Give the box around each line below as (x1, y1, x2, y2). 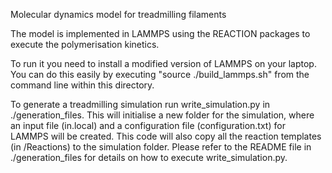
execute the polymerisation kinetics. (10, 39, 160, 50)
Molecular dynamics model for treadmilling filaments (10, 9, 227, 20)
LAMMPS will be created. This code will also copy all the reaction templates (10, 130, 322, 142)
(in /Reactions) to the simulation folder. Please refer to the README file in (10, 141, 312, 153)
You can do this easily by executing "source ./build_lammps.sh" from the (10, 69, 310, 80)
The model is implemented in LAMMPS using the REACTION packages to (10, 28, 311, 39)
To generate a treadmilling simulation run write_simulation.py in (10, 99, 271, 110)
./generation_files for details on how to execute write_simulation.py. (10, 152, 288, 163)
